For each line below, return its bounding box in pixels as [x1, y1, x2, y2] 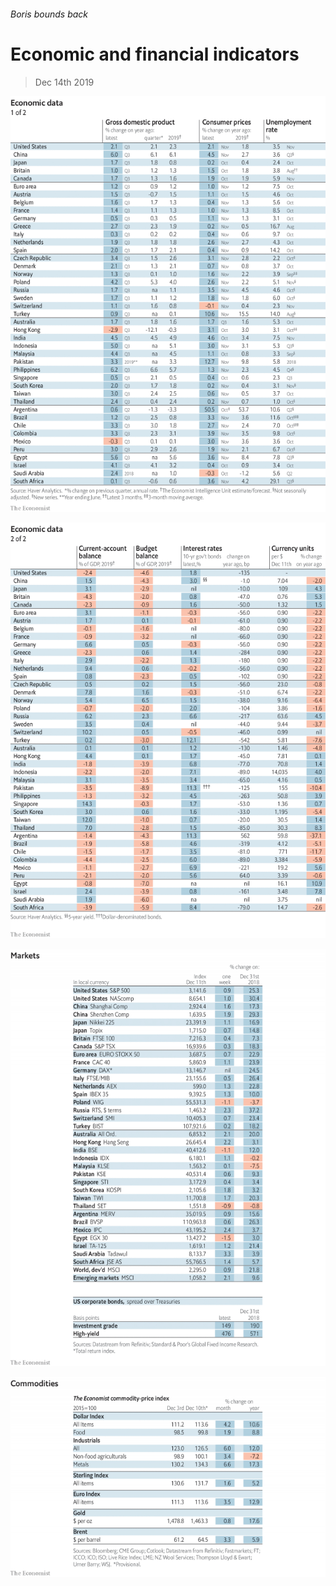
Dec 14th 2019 [34, 76, 95, 88]
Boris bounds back [10, 8, 89, 20]
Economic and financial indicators [10, 43, 300, 65]
